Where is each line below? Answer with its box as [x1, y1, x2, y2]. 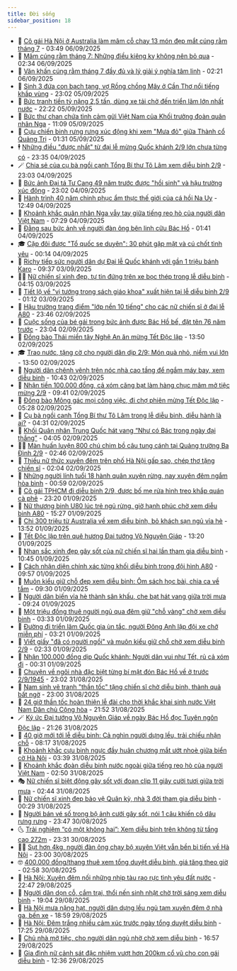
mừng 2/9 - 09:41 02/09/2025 [17, 388, 106, 397]
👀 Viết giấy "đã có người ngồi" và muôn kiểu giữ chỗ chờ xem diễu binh [17, 637, 225, 646]
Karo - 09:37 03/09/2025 [17, 264, 92, 273]
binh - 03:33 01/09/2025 [17, 615, 90, 623]
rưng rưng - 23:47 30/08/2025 [17, 817, 108, 825]
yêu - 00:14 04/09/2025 [17, 249, 88, 258]
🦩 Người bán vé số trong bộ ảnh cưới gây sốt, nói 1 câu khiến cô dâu [17, 809, 216, 818]
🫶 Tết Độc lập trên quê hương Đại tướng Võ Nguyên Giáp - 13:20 [17, 532, 204, 540]
